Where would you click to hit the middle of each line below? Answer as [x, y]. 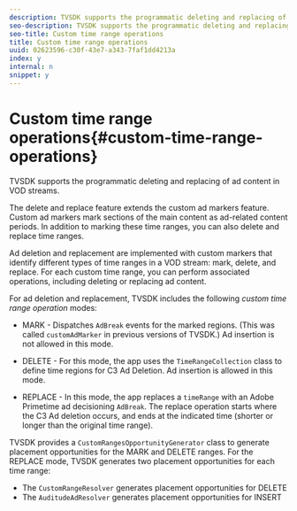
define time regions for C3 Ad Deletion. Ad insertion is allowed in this [147, 370]
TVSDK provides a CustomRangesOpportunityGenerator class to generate [139, 442]
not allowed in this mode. [68, 344]
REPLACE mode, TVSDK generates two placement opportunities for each [142, 461]
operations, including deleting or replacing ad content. [108, 281]
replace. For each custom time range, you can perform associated [129, 272]
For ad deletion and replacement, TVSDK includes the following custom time [148, 298]
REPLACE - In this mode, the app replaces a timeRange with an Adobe [148, 397]
